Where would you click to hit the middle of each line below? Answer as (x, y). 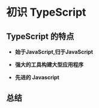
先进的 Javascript (37, 77)
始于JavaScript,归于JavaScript (54, 52)
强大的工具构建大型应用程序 (49, 64)
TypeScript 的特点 (40, 36)
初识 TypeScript (46, 12)
